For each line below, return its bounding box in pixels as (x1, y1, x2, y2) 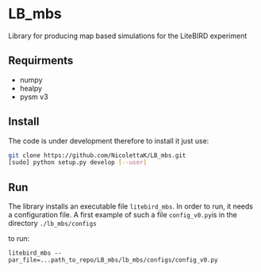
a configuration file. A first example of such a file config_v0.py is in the (8, 210, 238, 220)
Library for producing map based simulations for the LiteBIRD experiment (8, 31, 248, 40)
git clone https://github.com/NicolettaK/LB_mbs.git (8, 151, 186, 159)
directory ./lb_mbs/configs (8, 219, 97, 228)
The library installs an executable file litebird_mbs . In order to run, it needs (8, 201, 254, 211)
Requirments (8, 54, 74, 67)
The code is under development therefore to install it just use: (8, 136, 209, 145)
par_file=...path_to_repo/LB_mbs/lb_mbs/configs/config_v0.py (8, 256, 218, 264)
